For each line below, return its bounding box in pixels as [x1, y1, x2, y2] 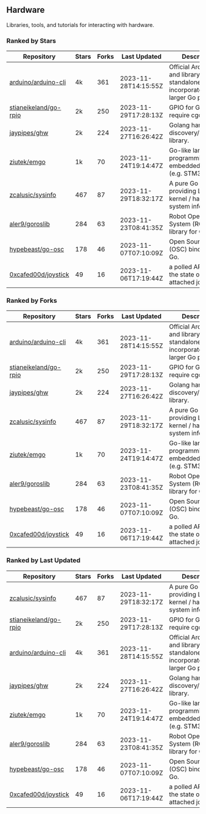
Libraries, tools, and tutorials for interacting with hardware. [6, 21, 154, 28]
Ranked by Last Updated [6, 556, 81, 565]
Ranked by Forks [6, 297, 57, 305]
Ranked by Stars [6, 36, 56, 45]
